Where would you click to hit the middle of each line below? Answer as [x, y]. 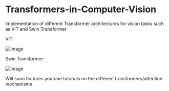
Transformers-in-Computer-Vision [81, 9]
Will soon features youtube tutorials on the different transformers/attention [84, 78]
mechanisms [19, 84]
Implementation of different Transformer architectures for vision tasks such [84, 24]
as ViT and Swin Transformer [36, 29]
